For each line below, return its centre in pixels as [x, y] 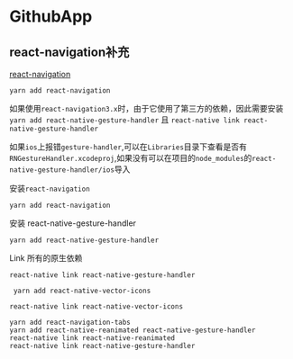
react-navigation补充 [69, 52]
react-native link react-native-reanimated [92, 338]
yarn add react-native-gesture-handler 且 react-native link [125, 120]
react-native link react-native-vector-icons [96, 307]
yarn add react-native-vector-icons [82, 291]
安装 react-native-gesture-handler [73, 223]
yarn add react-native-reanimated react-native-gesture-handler [133, 330]
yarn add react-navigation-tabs [70, 322]
